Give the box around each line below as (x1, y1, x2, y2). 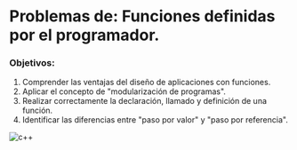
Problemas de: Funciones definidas (9, 6, 276, 27)
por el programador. (9, 25, 160, 45)
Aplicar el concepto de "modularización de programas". (21, 86, 227, 97)
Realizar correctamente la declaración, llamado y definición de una (21, 96, 268, 107)
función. (21, 105, 53, 116)
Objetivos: (9, 57, 55, 69)
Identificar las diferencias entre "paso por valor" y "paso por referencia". (21, 114, 289, 125)
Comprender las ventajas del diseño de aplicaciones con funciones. (21, 77, 271, 88)
